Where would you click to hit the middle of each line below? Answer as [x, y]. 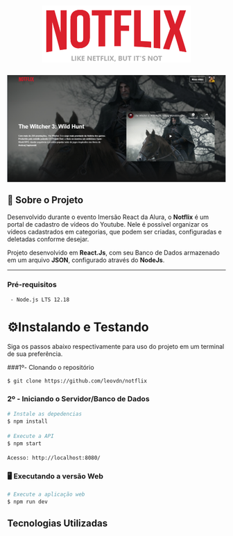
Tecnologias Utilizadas [58, 523]
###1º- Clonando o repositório [51, 368]
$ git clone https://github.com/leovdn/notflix [77, 381]
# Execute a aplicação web [46, 494]
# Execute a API [31, 436]
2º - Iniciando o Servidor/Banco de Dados [79, 398]
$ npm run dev [28, 502]
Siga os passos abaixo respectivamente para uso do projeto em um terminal [116, 347]
